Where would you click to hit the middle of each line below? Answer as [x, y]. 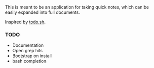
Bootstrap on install [32, 56]
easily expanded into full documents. [43, 12]
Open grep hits [27, 51]
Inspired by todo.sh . [25, 22]
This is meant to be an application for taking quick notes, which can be [77, 7]
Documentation [28, 45]
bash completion [29, 61]
